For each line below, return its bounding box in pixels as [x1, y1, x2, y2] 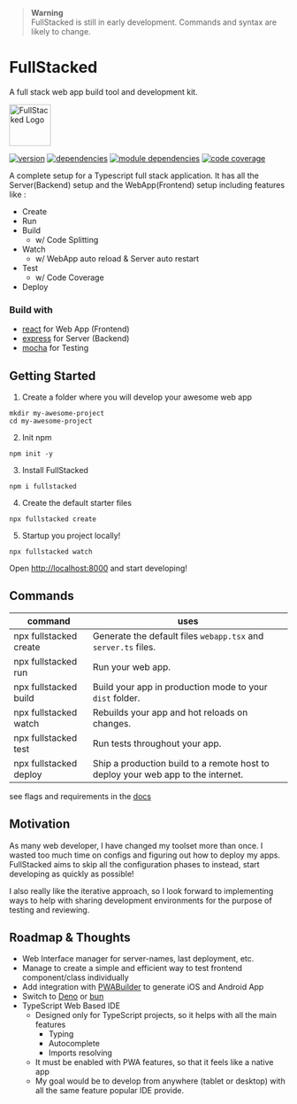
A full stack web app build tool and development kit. [9, 86, 198, 97]
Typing [48, 1029, 74, 1039]
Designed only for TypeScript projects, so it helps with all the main [34, 1010, 277, 1021]
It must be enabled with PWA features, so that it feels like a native [34, 1057, 274, 1068]
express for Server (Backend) [21, 333, 130, 344]
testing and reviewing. [9, 904, 90, 915]
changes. [92, 717, 132, 729]
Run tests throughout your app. [92, 737, 222, 750]
